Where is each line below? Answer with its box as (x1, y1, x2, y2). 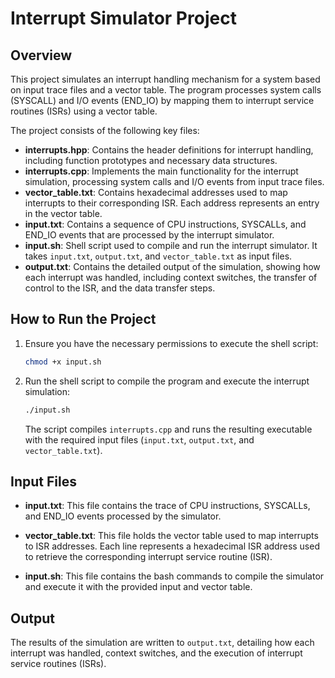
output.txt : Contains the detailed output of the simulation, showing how (24, 261, 321, 272)
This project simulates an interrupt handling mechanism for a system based (10, 73, 321, 85)
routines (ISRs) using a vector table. (10, 105, 158, 117)
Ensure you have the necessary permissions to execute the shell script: (24, 337, 319, 349)
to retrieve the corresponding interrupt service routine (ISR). (24, 551, 273, 563)
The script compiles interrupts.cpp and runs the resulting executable (24, 423, 313, 435)
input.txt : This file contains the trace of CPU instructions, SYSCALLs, (24, 500, 311, 512)
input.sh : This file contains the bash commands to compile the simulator (24, 570, 325, 582)
